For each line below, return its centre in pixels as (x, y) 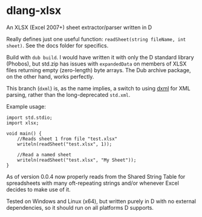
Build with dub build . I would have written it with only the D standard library (100, 57)
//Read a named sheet (44, 155)
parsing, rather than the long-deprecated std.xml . (68, 95)
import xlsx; (23, 123)
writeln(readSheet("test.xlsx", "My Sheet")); (77, 160)
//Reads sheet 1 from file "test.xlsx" (67, 139)
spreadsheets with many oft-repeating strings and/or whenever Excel (93, 183)
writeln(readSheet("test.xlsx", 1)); (65, 144)
